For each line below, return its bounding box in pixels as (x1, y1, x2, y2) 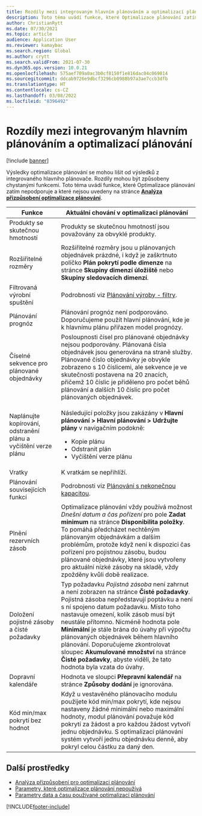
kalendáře (9, 680, 38, 689)
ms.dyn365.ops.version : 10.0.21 (6, 64, 87, 71)
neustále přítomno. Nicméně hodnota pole (61, 618, 180, 626)
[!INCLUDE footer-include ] (6, 803, 70, 811)
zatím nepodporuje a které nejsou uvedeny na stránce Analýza (6, 188, 162, 195)
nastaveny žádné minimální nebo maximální (61, 705, 185, 713)
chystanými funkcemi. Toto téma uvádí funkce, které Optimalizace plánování (6, 181, 195, 188)
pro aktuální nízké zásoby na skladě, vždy (61, 563, 179, 571)
